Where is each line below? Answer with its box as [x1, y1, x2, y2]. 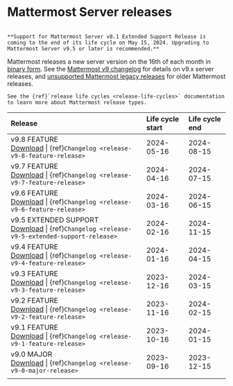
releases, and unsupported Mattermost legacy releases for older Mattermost [7, 72, 226, 80]
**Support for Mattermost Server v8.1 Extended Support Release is [7, 33, 207, 40]
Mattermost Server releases [7, 4, 172, 20]
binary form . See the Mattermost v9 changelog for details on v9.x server [7, 64, 214, 73]
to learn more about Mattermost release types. [7, 98, 148, 106]
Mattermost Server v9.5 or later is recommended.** [7, 45, 159, 52]
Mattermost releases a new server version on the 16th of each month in [7, 57, 212, 66]
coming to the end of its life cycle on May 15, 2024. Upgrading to [7, 39, 209, 46]
